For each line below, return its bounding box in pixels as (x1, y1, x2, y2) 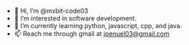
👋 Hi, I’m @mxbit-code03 (14, 7, 88, 15)
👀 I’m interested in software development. (14, 14, 137, 22)
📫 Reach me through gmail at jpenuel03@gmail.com (14, 30, 170, 38)
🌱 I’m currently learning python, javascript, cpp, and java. (14, 22, 183, 30)
